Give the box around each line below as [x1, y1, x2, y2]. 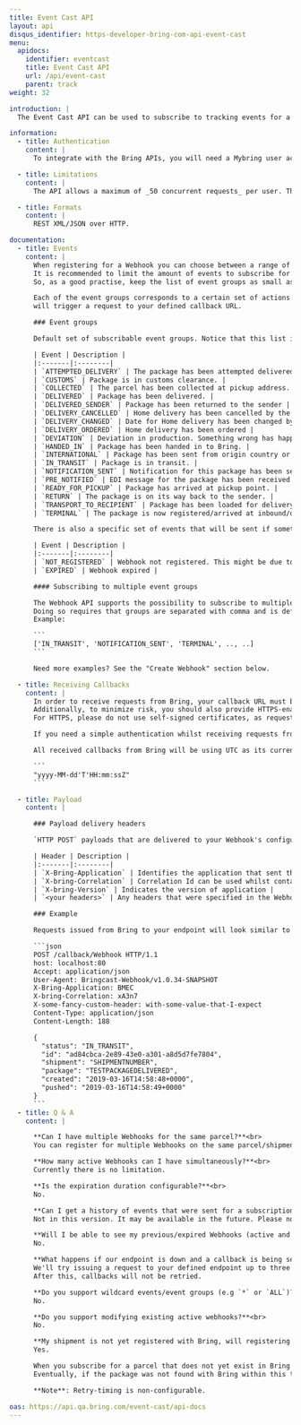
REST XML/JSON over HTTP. [32, 220, 130, 229]
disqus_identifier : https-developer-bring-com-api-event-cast [9, 30, 246, 39]
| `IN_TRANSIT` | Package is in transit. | [32, 459, 199, 468]
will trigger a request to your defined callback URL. [32, 302, 243, 311]
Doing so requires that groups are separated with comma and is [32, 607, 279, 616]
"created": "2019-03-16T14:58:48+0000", [41, 1075, 194, 1084]
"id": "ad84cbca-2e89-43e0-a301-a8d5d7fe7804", [41, 1049, 222, 1058]
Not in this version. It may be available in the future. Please [32, 1214, 282, 1223]
